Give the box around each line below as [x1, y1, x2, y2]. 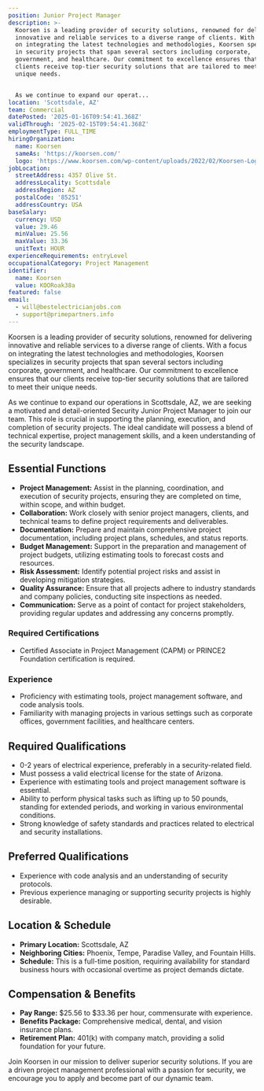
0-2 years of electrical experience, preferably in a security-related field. [19, 760, 252, 769]
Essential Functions [8, 462, 107, 476]
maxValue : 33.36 [15, 238, 68, 245]
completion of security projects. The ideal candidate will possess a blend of [8, 422, 254, 432]
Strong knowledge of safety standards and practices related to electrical [19, 819, 255, 828]
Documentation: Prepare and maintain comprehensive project [19, 525, 222, 534]
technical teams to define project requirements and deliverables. [19, 516, 229, 525]
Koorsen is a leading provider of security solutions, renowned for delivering [8, 332, 252, 341]
